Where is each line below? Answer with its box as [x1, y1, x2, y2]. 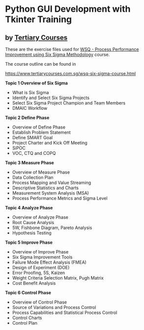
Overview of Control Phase [12, 299, 67, 305]
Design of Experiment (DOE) [12, 265, 70, 270]
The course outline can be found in [5, 61, 76, 67]
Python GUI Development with [5, 3, 131, 15]
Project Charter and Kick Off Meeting [12, 140, 87, 146]
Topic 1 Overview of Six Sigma [5, 80, 68, 86]
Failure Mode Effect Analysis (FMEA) [12, 259, 87, 265]
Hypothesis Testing [12, 230, 52, 236]
